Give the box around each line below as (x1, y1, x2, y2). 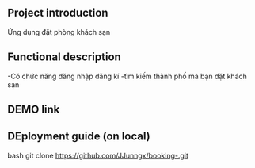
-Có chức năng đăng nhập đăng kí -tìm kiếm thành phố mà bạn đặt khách (7, 71, 247, 81)
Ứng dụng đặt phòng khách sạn (7, 27, 111, 36)
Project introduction (7, 6, 108, 20)
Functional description (7, 51, 122, 64)
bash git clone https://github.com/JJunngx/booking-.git (7, 151, 189, 160)
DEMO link (7, 103, 60, 116)
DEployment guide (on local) (7, 130, 151, 143)
